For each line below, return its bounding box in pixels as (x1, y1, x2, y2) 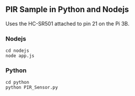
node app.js (5, 53, 34, 59)
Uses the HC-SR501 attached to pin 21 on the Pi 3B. (5, 20, 130, 27)
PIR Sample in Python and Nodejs (5, 5, 129, 15)
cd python (5, 80, 30, 86)
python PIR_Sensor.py (5, 84, 58, 91)
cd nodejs (5, 48, 30, 54)
